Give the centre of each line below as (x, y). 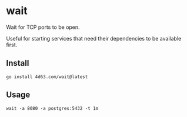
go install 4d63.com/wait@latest (47, 77)
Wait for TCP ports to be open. (43, 27)
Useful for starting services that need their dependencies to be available (94, 38)
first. (12, 45)
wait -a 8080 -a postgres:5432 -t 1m (52, 108)
